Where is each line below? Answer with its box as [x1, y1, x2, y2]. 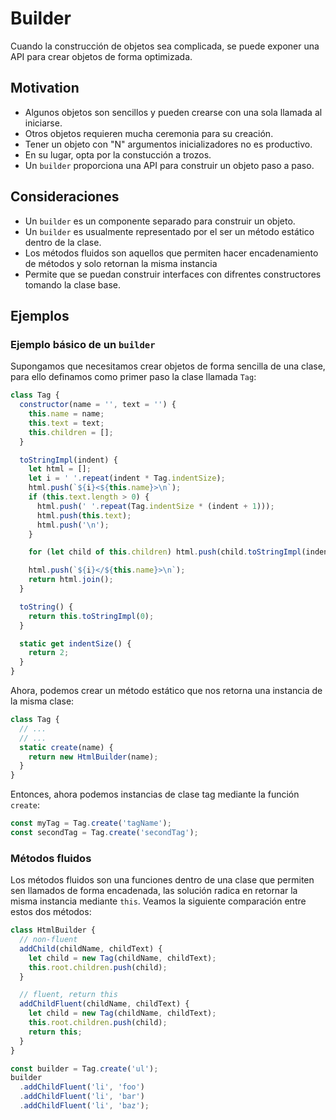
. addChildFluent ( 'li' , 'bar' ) [19, 1092, 145, 1102]
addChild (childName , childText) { [19, 943, 163, 954]
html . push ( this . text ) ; [36, 510, 132, 521]
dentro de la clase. [24, 236, 102, 248]
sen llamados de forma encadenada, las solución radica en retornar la [10, 885, 298, 897]
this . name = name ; [28, 409, 105, 419]
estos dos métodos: [10, 906, 92, 918]
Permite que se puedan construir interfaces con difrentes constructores [24, 268, 322, 280]
